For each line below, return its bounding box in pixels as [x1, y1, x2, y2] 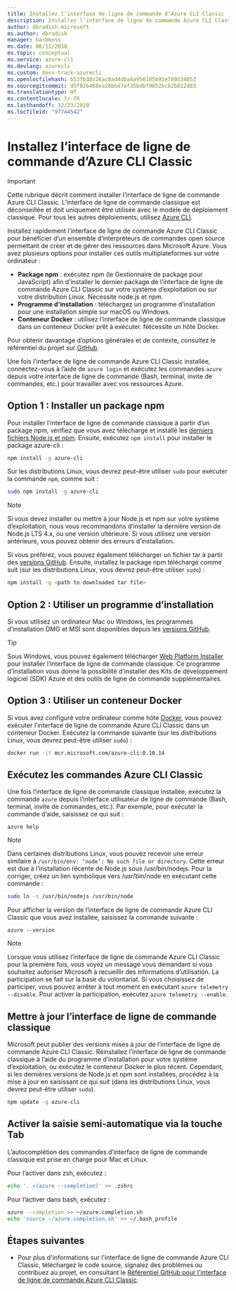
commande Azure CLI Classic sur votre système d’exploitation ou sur [17, 285, 218, 293]
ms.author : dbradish [7, 30, 68, 37]
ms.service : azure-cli [7, 56, 74, 63]
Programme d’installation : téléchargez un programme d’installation [17, 300, 216, 308]
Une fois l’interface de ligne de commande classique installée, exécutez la [7, 788, 222, 796]
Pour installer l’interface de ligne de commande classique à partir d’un [7, 418, 210, 427]
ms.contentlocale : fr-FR [7, 96, 80, 103]
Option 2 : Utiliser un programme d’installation [7, 598, 214, 610]
